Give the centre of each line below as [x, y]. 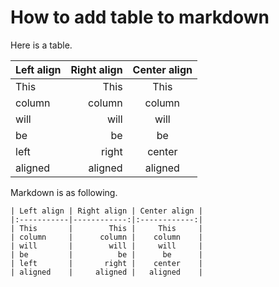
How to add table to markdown [140, 17]
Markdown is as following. [64, 192]
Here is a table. [41, 45]
